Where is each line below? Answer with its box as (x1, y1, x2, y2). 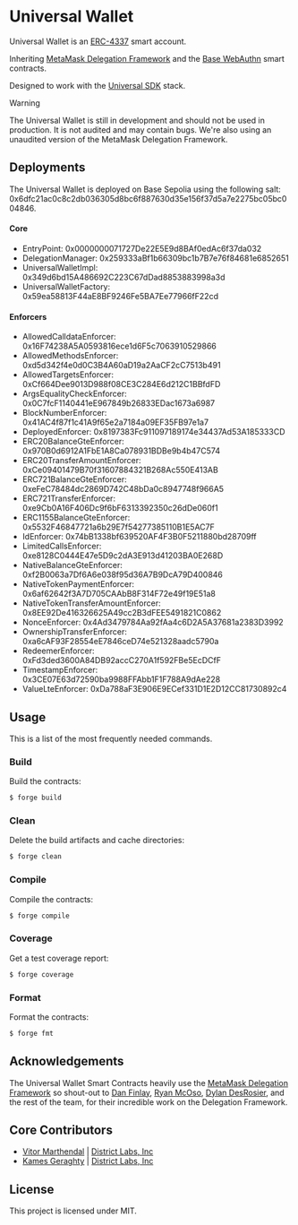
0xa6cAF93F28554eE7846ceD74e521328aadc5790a (21, 636, 219, 647)
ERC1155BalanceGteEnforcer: (21, 513, 131, 523)
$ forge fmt (9, 1029, 54, 1038)
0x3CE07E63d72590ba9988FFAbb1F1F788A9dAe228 (21, 674, 221, 685)
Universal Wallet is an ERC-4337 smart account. (9, 36, 187, 47)
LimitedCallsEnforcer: (21, 540, 102, 552)
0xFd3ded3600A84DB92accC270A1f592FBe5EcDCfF (21, 655, 222, 666)
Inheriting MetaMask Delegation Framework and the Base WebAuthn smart (9, 53, 285, 64)
